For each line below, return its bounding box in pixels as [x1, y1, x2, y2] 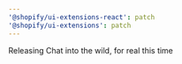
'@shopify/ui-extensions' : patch [8, 21, 132, 30]
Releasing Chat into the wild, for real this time [8, 45, 174, 55]
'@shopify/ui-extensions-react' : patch [8, 12, 155, 22]
